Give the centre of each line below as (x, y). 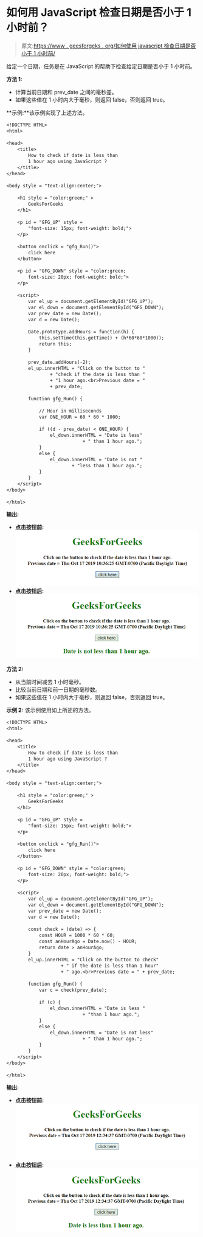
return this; (55, 344)
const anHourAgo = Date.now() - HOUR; (88, 942)
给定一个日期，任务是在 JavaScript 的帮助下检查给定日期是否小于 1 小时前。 (101, 66)
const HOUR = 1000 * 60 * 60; (77, 936)
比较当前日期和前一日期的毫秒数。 (58, 690)
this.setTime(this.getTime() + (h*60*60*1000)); (101, 338)
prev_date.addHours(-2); (60, 362)
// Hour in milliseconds (70, 411)
